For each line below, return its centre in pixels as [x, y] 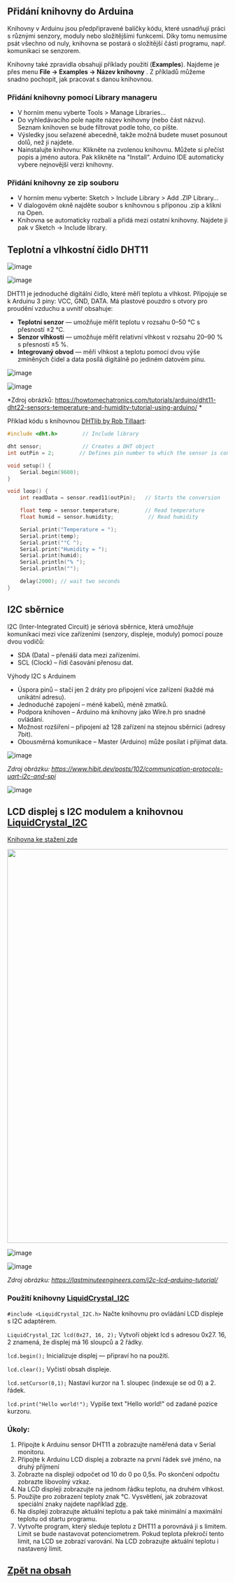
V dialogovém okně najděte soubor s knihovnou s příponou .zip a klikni [119, 205]
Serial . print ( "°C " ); [51, 543]
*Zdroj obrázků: [30, 400]
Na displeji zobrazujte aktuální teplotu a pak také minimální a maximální [120, 1512]
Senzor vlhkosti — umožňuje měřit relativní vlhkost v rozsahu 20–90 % [120, 337]
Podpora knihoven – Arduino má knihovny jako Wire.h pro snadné [112, 712]
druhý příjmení [38, 1467]
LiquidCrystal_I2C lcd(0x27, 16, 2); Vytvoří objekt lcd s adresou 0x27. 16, [117, 1334]
